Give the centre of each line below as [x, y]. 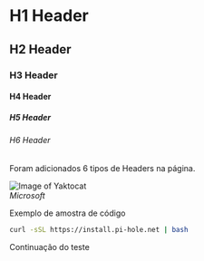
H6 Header [30, 140]
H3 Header [34, 75]
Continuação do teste [50, 246]
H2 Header [40, 49]
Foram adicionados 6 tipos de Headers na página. [102, 168]
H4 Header [30, 97]
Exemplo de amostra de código [68, 213]
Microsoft [27, 195]
